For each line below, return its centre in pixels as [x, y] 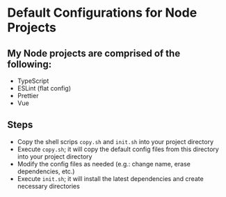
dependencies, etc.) [46, 171]
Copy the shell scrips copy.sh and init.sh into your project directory [115, 141]
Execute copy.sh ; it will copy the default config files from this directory [118, 149]
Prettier [28, 96]
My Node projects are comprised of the [94, 53]
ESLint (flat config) [44, 88]
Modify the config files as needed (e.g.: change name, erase [104, 164]
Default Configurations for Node [102, 13]
